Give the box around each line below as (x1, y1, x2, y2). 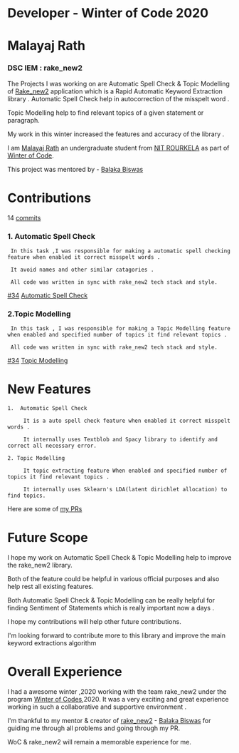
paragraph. (7, 116, 41, 124)
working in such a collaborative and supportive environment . (7, 702, 187, 711)
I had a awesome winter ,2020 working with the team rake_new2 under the (7, 687, 227, 696)
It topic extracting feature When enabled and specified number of (23, 467, 228, 475)
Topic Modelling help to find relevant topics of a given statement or (7, 108, 204, 117)
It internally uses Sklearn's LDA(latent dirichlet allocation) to (23, 486, 228, 493)
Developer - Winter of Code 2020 (7, 5, 208, 21)
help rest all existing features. (7, 583, 94, 591)
